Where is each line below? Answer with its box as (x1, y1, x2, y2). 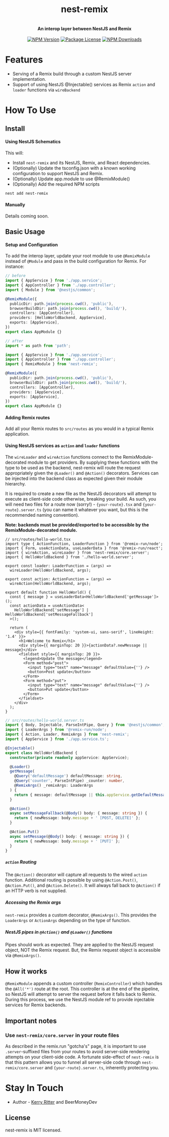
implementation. (12, 76, 46, 82)
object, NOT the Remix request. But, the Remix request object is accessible (5, 947, 161, 953)
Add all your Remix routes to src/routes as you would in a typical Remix (5, 425, 154, 432)
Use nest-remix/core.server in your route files (5, 1032, 119, 1039)
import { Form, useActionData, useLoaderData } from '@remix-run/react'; (5, 546, 163, 551)
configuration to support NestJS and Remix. (12, 170, 104, 176)
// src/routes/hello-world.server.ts (5, 718, 84, 723)
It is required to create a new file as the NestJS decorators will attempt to (5, 491, 157, 497)
